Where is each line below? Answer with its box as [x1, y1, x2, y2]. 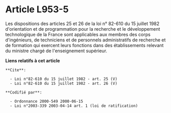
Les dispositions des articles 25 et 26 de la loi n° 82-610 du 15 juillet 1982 [5, 20, 160, 27]
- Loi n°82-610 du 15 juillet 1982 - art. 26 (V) [10, 81, 117, 86]
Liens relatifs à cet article [5, 57, 60, 63]
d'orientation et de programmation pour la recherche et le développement [5, 26, 160, 32]
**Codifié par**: [5, 89, 42, 95]
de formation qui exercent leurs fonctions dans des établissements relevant [5, 42, 164, 48]
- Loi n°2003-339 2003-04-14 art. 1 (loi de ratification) [10, 103, 138, 108]
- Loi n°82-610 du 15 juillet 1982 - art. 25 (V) [10, 76, 117, 81]
